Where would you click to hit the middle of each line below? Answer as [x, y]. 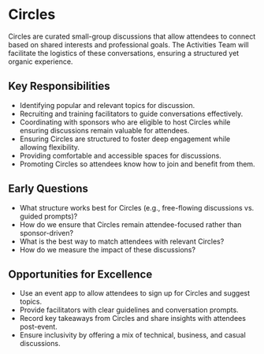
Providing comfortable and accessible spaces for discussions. [121, 155]
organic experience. [41, 61]
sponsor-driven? [46, 233]
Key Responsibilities [59, 86]
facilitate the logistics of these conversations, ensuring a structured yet [124, 53]
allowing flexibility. [50, 147]
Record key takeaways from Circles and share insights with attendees [133, 319]
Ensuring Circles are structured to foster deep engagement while [125, 139]
